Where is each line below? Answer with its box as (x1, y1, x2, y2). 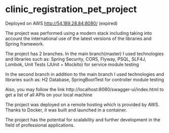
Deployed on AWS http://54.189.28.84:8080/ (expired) (5, 20, 118, 26)
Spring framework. (5, 40, 45, 47)
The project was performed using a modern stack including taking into (5, 30, 152, 36)
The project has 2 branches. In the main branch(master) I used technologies (5, 51, 164, 57)
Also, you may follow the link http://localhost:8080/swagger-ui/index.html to (5, 86, 164, 92)
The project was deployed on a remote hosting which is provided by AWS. (5, 101, 159, 107)
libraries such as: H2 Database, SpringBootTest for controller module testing (5, 76, 164, 82)
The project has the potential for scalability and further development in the (5, 116, 160, 122)
